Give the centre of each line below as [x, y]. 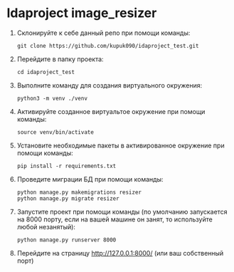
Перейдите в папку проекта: [60, 59]
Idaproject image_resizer [82, 13]
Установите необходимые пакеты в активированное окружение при [121, 145]
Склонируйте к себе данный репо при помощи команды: [103, 33]
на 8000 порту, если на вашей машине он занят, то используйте [115, 219]
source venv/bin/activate [55, 132]
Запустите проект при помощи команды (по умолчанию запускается [122, 211]
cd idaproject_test [46, 72]
